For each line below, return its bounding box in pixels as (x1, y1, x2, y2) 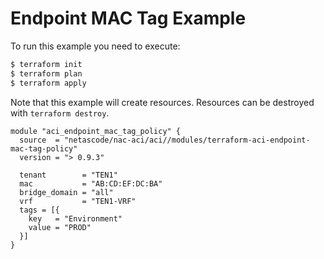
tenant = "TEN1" (19, 170, 118, 180)
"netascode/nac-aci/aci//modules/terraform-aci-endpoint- (63, 135, 311, 145)
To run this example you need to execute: (10, 40, 181, 52)
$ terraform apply (10, 78, 87, 88)
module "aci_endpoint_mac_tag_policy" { (10, 126, 182, 136)
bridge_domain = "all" (19, 187, 114, 197)
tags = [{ (19, 205, 60, 215)
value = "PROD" (28, 222, 92, 232)
